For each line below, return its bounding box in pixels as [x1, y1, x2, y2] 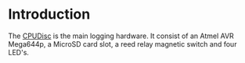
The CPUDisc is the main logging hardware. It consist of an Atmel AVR [8, 31, 235, 40]
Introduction [8, 5, 91, 23]
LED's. [8, 47, 30, 57]
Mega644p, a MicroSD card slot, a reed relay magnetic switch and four [8, 39, 237, 48]
